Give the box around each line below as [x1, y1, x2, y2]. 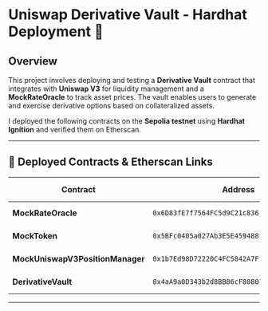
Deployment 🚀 [8, 22, 104, 41]
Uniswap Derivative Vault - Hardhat [8, 6, 247, 24]
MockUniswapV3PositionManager [12, 253, 145, 264]
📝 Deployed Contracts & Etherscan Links [8, 155, 213, 169]
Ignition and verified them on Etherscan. [8, 125, 142, 134]
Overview [8, 54, 58, 68]
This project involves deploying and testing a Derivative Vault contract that [8, 76, 256, 85]
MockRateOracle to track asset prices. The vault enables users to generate [8, 93, 257, 101]
